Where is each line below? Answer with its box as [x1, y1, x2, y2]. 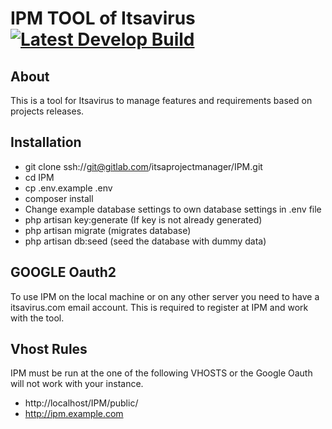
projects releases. [10, 105, 85, 117]
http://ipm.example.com [24, 408, 124, 420]
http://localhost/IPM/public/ [24, 397, 139, 409]
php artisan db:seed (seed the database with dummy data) [24, 235, 267, 247]
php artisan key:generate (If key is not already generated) [24, 213, 263, 226]
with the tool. [10, 312, 65, 324]
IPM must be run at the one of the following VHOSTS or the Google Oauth [10, 367, 313, 379]
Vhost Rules [10, 341, 88, 358]
